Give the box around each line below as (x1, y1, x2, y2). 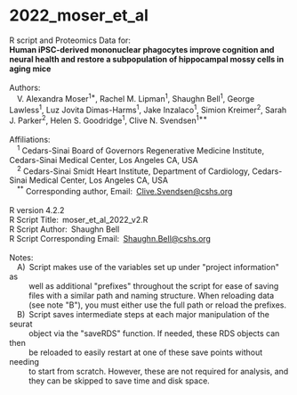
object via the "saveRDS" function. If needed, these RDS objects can (28, 327, 280, 339)
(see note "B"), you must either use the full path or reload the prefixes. (28, 300, 287, 310)
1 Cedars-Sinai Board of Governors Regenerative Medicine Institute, (17, 144, 265, 156)
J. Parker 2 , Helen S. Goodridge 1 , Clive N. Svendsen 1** (9, 113, 208, 126)
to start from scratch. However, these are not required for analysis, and (28, 366, 289, 376)
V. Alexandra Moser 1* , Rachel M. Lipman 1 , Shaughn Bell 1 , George (17, 91, 255, 103)
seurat (9, 318, 33, 329)
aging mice (9, 63, 52, 74)
